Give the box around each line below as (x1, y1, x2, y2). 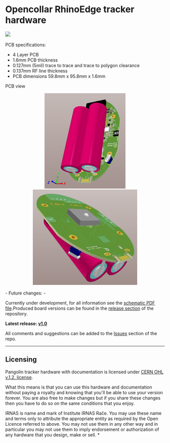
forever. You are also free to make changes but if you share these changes (5, 395, 161, 401)
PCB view (5, 83, 25, 89)
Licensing (5, 355, 37, 364)
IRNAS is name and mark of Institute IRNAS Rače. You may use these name (5, 410, 162, 416)
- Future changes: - (5, 290, 46, 296)
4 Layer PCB (12, 51, 39, 57)
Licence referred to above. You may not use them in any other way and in (5, 421, 158, 427)
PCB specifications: (5, 42, 47, 48)
